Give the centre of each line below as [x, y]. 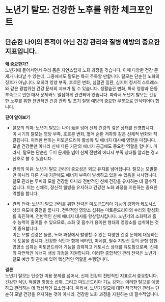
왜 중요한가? [17, 64]
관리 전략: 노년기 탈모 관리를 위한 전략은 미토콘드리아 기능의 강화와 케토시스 [84, 204]
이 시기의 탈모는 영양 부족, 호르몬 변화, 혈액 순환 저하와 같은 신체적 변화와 [82, 134]
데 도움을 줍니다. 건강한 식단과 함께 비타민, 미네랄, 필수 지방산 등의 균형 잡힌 [85, 241]
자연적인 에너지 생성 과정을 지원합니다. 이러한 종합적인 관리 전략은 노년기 [87, 253]
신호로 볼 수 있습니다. [32, 158]
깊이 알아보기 [18, 117]
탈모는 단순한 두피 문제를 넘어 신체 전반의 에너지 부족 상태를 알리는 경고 [91, 152]
